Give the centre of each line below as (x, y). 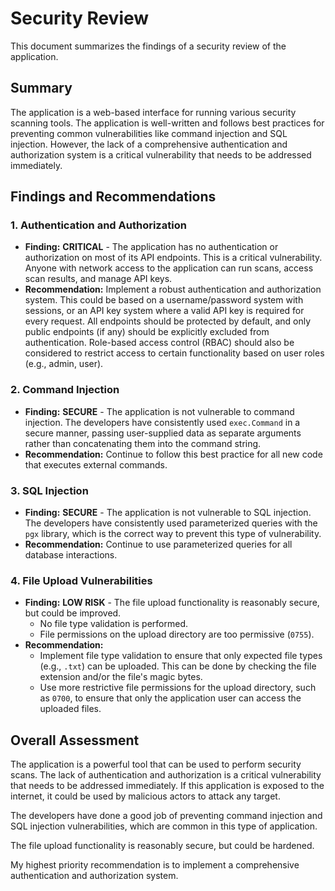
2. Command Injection (65, 390)
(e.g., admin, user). (64, 364)
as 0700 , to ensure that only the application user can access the (170, 698)
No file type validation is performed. (114, 624)
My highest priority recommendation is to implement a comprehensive (155, 865)
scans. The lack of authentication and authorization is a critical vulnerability (166, 775)
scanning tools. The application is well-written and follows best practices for (167, 123)
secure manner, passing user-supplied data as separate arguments (163, 433)
